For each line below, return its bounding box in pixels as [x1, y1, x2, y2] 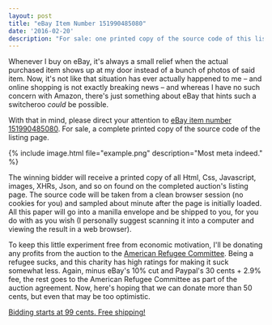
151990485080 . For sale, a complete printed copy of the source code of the [8, 124, 261, 134]
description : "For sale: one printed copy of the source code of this [8, 34, 252, 43]
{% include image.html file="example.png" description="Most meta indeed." [8, 148, 263, 158]
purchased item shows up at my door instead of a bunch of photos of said [8, 66, 255, 75]
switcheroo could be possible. [8, 100, 109, 109]
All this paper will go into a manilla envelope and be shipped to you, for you [8, 207, 259, 217]
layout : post [8, 11, 53, 20]
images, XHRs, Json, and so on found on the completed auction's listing [8, 182, 249, 191]
